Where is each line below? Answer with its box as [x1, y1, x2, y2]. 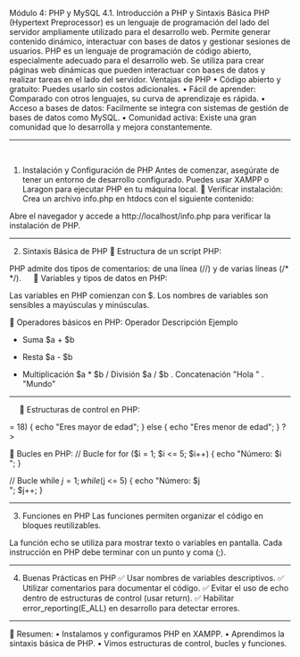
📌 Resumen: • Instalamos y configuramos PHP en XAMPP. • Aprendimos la [9, 628, 285, 639]
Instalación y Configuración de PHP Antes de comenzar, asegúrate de [21, 165, 279, 175]
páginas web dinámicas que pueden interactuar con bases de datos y [9, 64, 266, 75]
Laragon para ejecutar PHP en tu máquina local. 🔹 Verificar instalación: [21, 183, 283, 194]
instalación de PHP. [9, 220, 81, 231]
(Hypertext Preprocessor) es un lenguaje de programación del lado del [9, 17, 270, 28]
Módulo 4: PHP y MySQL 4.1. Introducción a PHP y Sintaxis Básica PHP [9, 8, 271, 18]
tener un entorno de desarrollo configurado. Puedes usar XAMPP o [21, 175, 270, 184]
